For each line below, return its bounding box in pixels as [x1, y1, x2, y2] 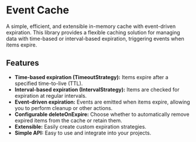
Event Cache [6, 3, 69, 17]
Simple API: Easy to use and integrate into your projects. [14, 129, 152, 136]
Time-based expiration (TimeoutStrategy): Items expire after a [14, 73, 169, 80]
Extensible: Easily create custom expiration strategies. [14, 123, 147, 130]
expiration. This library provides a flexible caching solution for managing [6, 29, 180, 35]
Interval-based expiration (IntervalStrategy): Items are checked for [14, 86, 180, 93]
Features [6, 58, 39, 68]
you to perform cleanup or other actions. [14, 104, 113, 111]
